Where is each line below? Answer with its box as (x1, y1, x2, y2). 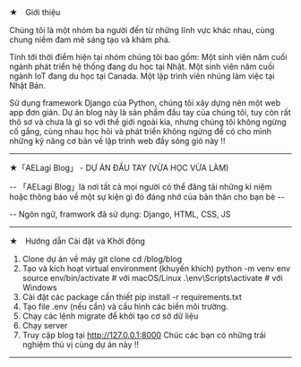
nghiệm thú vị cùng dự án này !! (21, 339, 140, 350)
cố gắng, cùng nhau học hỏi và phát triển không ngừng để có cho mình (9, 126, 271, 136)
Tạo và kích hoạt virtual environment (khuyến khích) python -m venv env (21, 263, 291, 274)
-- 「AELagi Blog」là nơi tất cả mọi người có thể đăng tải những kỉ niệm (9, 182, 272, 192)
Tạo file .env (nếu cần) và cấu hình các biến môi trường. (21, 302, 228, 312)
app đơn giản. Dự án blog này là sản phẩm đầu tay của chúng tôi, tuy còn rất (9, 107, 291, 117)
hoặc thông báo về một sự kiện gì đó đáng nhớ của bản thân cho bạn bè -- (9, 192, 285, 202)
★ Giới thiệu (9, 7, 61, 17)
